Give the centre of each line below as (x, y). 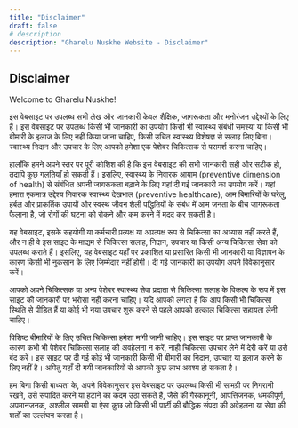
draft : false (33, 26)
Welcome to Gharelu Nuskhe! (63, 99)
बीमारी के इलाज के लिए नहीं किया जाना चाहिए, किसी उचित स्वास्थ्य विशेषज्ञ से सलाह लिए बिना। (141, 137)
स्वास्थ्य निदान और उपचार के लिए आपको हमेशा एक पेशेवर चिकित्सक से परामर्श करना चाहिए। (138, 147)
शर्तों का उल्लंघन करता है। (46, 416)
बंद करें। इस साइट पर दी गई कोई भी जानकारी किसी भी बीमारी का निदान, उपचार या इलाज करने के (146, 358)
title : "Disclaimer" (48, 17)
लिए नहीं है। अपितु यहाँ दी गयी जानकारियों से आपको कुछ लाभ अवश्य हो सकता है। (124, 368)
